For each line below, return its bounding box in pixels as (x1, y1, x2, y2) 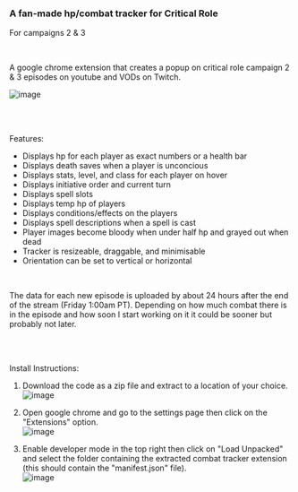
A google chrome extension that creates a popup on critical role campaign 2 (9, 62, 290, 73)
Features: (9, 134, 45, 144)
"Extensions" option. (21, 417, 98, 427)
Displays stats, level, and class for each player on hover (21, 169, 228, 181)
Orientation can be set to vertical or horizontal (21, 255, 192, 266)
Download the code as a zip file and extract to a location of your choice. (21, 380, 288, 392)
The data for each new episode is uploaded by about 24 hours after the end (9, 290, 289, 301)
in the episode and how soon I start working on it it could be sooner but (9, 309, 273, 320)
